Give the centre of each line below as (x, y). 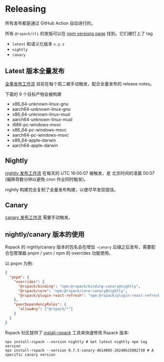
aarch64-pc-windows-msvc (41, 135)
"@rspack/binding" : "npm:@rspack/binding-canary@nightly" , (79, 286)
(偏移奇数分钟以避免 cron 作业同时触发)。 (47, 179)
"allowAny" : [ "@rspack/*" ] (45, 309)
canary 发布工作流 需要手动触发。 (39, 218)
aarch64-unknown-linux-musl (42, 119)
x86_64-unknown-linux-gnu (40, 104)
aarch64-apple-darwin (35, 145)
